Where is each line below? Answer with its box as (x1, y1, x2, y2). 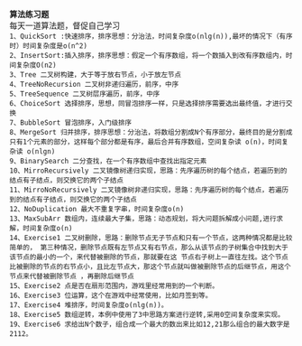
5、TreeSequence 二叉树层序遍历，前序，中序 (9, 89, 160, 98)
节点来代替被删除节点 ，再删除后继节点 (9, 272, 135, 281)
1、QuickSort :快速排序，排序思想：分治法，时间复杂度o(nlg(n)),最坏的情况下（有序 (9, 32, 293, 41)
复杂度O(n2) (15, 61, 57, 70)
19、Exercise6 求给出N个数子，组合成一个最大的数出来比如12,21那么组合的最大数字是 (9, 320, 290, 329)
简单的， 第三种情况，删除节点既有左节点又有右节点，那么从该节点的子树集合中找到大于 (9, 243, 288, 252)
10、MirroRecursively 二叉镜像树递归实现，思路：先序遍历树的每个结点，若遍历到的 (9, 166, 288, 175)
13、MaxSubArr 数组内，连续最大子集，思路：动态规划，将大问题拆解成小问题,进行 (9, 214, 277, 223)
